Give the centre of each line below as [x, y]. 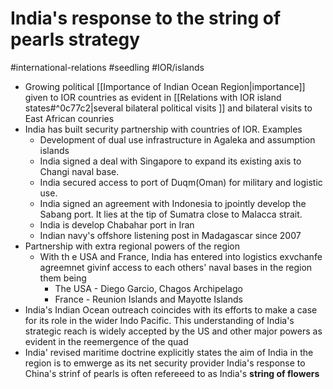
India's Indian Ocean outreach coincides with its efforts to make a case [171, 309]
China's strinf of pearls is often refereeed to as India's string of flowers [172, 373]
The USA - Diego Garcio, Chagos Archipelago [148, 288]
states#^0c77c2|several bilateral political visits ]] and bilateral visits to [168, 108]
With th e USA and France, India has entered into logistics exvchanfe [181, 256]
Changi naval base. [79, 171]
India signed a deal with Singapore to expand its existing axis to [170, 161]
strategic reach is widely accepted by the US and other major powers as [173, 331]
